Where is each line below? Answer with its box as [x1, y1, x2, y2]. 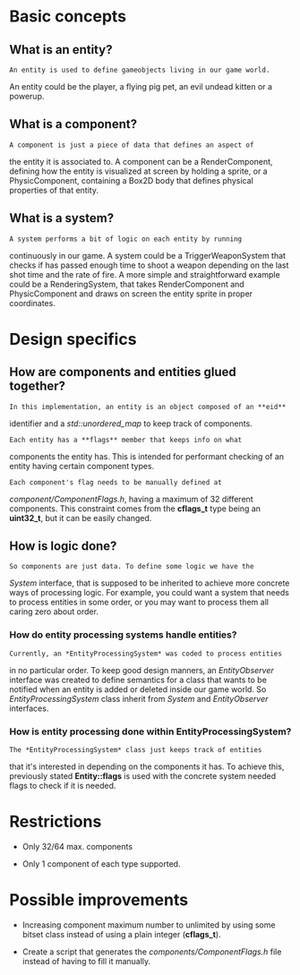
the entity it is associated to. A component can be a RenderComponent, [9, 156, 273, 167]
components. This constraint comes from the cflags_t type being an [9, 503, 261, 514]
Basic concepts [9, 6, 127, 27]
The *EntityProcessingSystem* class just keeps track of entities [9, 746, 262, 755]
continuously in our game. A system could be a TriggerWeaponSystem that [9, 250, 287, 261]
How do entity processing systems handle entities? [9, 629, 237, 641]
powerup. [9, 91, 45, 101]
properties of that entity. [9, 184, 99, 195]
